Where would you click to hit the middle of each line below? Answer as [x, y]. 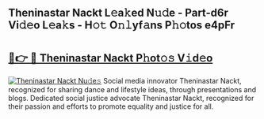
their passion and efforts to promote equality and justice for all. [111, 106]
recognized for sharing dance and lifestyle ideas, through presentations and [132, 89]
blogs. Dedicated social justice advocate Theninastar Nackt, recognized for [131, 98]
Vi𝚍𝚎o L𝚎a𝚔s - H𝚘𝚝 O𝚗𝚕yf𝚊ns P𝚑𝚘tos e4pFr [122, 26]
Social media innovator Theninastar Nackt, [172, 81]
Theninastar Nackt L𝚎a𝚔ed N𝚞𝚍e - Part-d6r [118, 13]
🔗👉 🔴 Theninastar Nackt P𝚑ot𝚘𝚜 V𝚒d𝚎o [111, 58]
